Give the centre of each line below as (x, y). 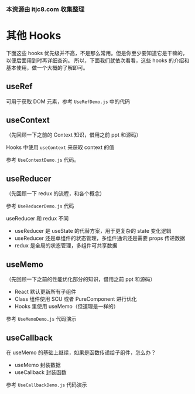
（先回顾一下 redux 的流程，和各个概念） (56, 193)
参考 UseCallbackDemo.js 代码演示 (47, 385)
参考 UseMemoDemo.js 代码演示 (42, 319)
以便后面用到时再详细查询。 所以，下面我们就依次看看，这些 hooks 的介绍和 (97, 60)
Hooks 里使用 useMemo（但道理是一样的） (66, 307)
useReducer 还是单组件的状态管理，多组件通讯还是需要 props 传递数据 (100, 238)
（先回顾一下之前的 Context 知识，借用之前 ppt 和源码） (74, 135)
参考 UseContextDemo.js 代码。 (43, 160)
